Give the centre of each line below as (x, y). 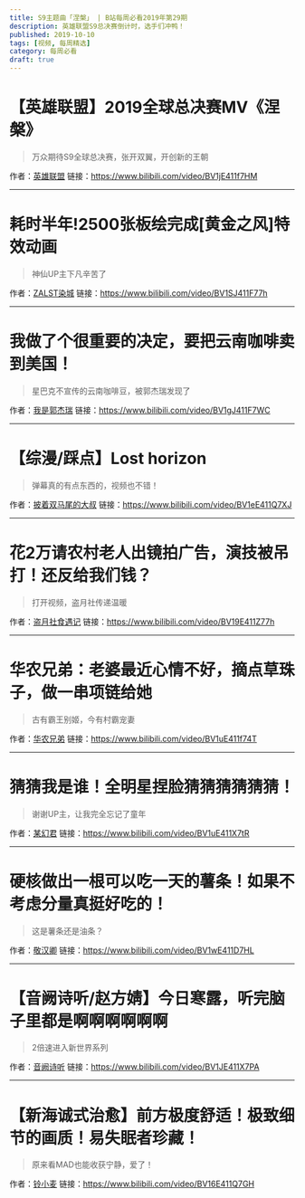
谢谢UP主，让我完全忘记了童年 (89, 813)
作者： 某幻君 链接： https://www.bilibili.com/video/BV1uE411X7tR (129, 832)
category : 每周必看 (43, 52)
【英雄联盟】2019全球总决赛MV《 (137, 107)
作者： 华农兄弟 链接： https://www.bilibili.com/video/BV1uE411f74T (133, 738)
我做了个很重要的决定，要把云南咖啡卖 (152, 342)
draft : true (32, 60)
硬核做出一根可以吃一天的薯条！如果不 (152, 881)
